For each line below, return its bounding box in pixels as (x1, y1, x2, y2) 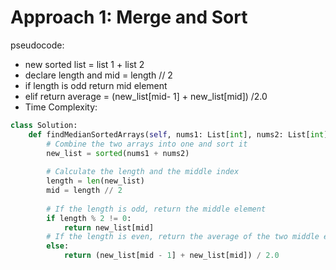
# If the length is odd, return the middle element (46, 204, 267, 214)
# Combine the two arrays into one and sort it (46, 139, 248, 149)
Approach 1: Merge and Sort (10, 6, 248, 29)
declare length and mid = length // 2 (24, 69, 173, 81)
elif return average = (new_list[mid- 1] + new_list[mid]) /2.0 (24, 90, 268, 102)
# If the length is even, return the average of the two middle (46, 232, 320, 242)
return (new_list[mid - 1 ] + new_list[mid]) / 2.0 (63, 251, 280, 261)
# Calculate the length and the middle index (46, 167, 240, 177)
